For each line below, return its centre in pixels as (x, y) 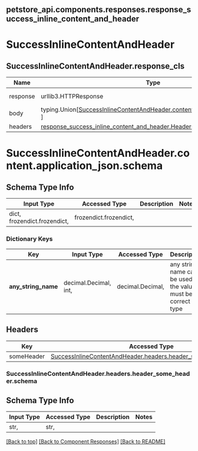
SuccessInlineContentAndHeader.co (98, 153)
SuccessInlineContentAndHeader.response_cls (95, 66)
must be (181, 294)
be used (181, 279)
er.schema (22, 381)
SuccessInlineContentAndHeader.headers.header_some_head (98, 374)
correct (180, 301)
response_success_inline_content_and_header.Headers (118, 126)
